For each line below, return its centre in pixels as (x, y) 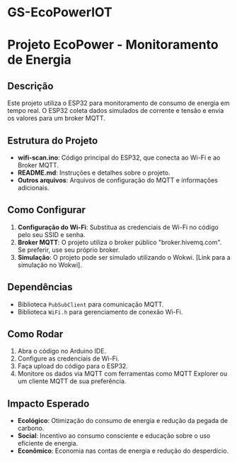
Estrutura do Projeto (53, 140)
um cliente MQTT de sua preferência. (72, 381)
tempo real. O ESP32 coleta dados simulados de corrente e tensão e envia (116, 111)
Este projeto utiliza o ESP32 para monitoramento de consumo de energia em (118, 103)
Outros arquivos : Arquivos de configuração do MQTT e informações (117, 180)
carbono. (31, 428)
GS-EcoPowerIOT (60, 12)
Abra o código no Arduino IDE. (62, 351)
